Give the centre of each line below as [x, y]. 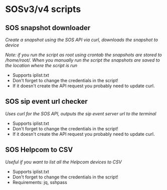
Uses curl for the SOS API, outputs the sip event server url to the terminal [81, 113]
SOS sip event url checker [46, 102]
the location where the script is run [41, 65]
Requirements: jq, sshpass [40, 182]
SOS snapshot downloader [48, 28]
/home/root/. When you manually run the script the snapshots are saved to [83, 60]
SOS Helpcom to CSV [39, 150]
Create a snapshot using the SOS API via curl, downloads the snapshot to [81, 40]
